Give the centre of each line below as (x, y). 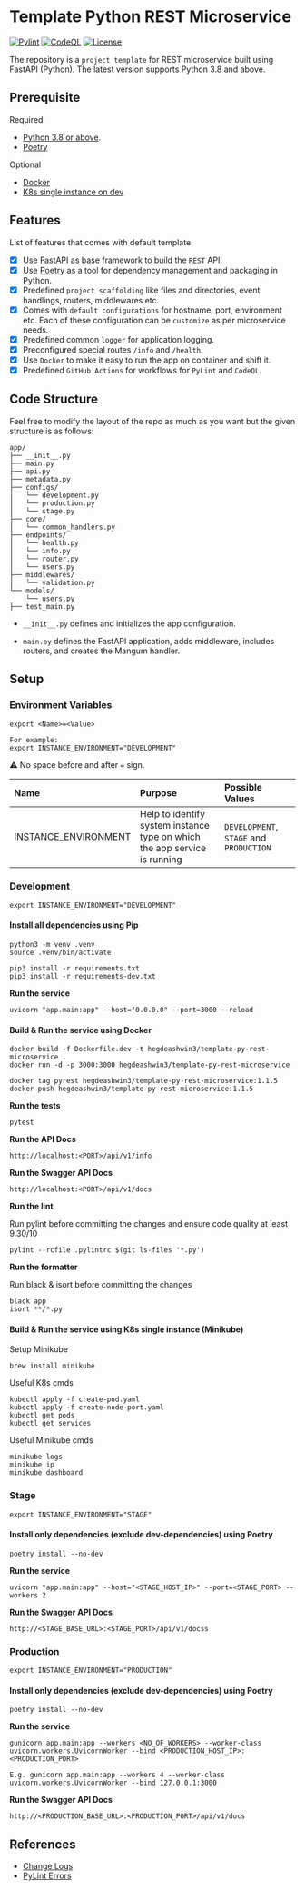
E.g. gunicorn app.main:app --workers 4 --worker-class (117, 1775)
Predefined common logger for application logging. (118, 339)
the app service (173, 848)
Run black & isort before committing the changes (101, 1285)
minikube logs (36, 1457)
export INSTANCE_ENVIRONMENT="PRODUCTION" (91, 1671)
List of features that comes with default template (100, 242)
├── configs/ (34, 487)
